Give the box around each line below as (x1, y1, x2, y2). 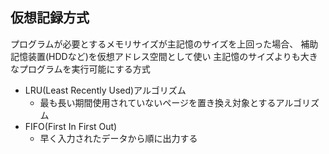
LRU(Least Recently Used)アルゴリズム (24, 84, 187, 96)
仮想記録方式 (10, 9, 90, 27)
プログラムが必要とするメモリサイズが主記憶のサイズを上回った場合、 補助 (10, 38, 319, 50)
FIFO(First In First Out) (24, 120, 118, 132)
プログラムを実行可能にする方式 (18, 63, 151, 75)
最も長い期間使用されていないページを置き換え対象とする (39, 96, 277, 108)
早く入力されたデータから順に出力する (39, 132, 198, 144)
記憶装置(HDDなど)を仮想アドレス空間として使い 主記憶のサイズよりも (10, 50, 301, 62)
